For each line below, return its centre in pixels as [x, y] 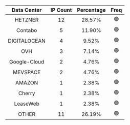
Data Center [27, 10]
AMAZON [27, 82]
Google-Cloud [27, 61]
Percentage [91, 10]
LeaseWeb [27, 104]
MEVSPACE [27, 72]
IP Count [61, 10]
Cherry [27, 93]
